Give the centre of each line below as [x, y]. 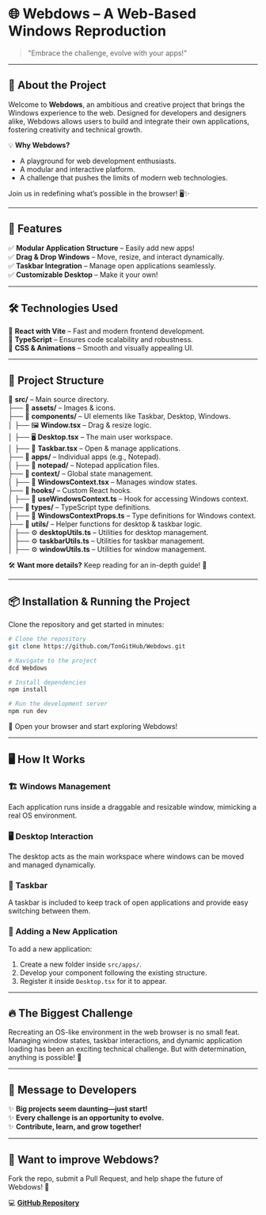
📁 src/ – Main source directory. [59, 400]
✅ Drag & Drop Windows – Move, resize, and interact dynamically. [116, 256]
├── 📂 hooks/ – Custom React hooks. [70, 491]
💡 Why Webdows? [39, 145]
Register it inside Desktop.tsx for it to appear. [93, 981]
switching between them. [49, 911]
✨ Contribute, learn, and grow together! [75, 1127]
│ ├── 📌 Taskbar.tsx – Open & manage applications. [94, 449]
